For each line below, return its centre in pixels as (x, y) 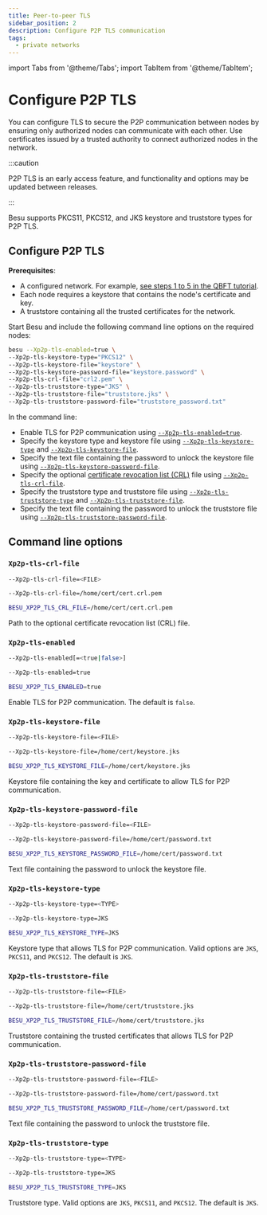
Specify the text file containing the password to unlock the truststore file (138, 508)
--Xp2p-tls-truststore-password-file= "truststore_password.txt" (117, 402)
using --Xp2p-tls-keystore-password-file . (90, 466)
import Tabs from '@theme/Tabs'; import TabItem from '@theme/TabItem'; (131, 68)
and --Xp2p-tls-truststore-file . (130, 500)
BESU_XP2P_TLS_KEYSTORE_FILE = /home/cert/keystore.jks (100, 766)
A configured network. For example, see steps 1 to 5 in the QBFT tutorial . (139, 286)
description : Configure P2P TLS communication (87, 30)
